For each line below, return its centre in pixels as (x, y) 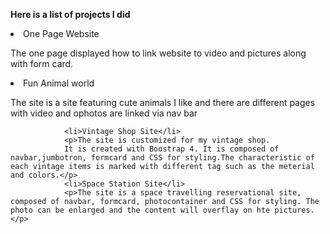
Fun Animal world (59, 83)
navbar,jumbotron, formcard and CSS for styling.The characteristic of (162, 158)
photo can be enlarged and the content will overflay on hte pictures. (162, 210)
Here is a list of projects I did (70, 14)
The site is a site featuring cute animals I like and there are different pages (163, 102)
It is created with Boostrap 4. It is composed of (171, 149)
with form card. (42, 63)
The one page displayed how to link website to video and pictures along (158, 53)
